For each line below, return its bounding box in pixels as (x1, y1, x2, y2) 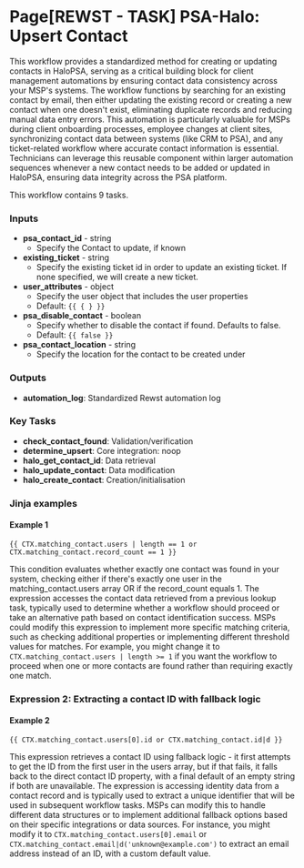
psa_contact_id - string (22, 233, 112, 244)
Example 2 (9, 715, 50, 726)
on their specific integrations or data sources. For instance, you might (9, 819, 270, 830)
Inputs (9, 212, 39, 225)
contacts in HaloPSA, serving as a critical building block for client (9, 66, 254, 76)
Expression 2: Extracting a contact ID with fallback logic (9, 692, 261, 705)
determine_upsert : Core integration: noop (22, 445, 182, 456)
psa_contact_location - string (22, 339, 137, 350)
